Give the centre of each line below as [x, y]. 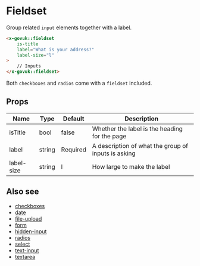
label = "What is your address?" [56, 50]
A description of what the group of [140, 146]
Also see [23, 192]
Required [74, 149]
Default [74, 119]
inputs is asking [114, 153]
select [22, 244]
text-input [27, 250]
